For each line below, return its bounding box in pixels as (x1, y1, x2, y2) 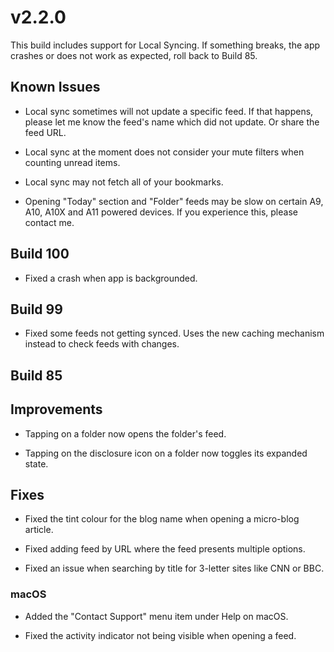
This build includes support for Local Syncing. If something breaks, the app (10, 39, 321, 51)
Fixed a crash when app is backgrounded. (24, 272, 198, 284)
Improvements (10, 401, 103, 418)
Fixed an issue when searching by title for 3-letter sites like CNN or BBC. (24, 562, 325, 575)
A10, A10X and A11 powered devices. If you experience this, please (24, 206, 298, 218)
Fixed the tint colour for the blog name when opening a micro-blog (24, 513, 300, 525)
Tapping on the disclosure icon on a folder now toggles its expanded (24, 447, 308, 459)
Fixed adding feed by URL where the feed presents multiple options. (24, 543, 306, 555)
